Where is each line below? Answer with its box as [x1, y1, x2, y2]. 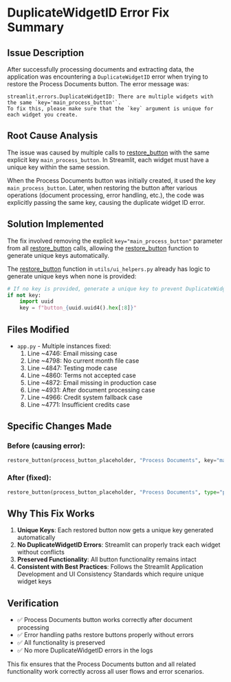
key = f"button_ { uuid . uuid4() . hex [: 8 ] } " [19, 305, 137, 312]
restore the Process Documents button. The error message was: [7, 80, 189, 88]
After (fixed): [7, 473, 52, 483]
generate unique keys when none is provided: [7, 272, 137, 280]
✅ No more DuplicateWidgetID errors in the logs [16, 646, 153, 654]
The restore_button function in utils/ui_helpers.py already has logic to [7, 264, 211, 273]
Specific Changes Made [7, 421, 112, 432]
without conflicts [16, 548, 65, 556]
